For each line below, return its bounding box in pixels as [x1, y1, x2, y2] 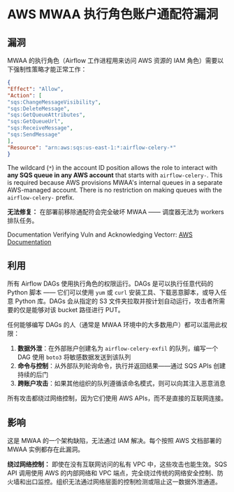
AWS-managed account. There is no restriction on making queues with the [7, 185, 222, 194]
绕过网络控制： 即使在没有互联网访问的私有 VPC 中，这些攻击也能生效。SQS [7, 460, 228, 469]
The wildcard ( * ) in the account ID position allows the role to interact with [7, 163, 218, 171]
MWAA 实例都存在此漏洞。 [7, 445, 85, 454]
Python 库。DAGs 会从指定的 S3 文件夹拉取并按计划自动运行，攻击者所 [15, 297, 219, 305]
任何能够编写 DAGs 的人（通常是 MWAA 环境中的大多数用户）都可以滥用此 [7, 321, 221, 329]
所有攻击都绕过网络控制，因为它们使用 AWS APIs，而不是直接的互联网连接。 [7, 394, 228, 402]
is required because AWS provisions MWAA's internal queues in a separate [7, 178, 223, 186]
